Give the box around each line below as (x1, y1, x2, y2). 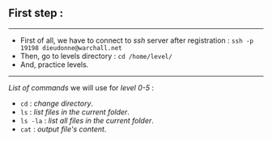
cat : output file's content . (19, 124, 107, 134)
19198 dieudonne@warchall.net (19, 44, 123, 52)
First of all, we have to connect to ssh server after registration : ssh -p (19, 35, 254, 45)
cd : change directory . (19, 98, 94, 108)
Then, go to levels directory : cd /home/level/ (19, 51, 172, 61)
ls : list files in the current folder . (19, 106, 130, 116)
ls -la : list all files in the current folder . (19, 115, 154, 125)
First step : (8, 6, 63, 20)
